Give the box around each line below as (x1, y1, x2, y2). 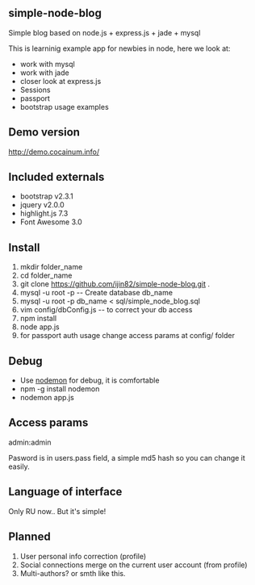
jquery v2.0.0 (19, 200, 65, 210)
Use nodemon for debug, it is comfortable (19, 375, 160, 386)
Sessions (19, 85, 51, 94)
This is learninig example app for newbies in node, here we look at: (8, 44, 231, 53)
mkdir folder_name (19, 262, 83, 272)
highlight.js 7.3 (19, 209, 69, 219)
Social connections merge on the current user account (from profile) (19, 560, 248, 570)
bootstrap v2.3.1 (19, 191, 74, 201)
